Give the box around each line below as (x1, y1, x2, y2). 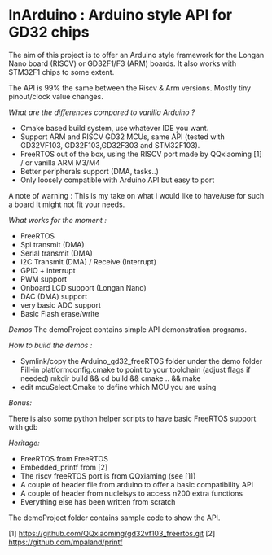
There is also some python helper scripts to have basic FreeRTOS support (8, 413, 257, 423)
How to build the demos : (8, 340, 93, 350)
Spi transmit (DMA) (20, 239, 85, 249)
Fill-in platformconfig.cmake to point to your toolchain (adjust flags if (20, 365, 251, 374)
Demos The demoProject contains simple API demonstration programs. (8, 324, 247, 334)
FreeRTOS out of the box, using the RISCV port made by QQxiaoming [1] (20, 149, 262, 159)
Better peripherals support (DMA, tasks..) (20, 166, 159, 176)
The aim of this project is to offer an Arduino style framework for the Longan (8, 50, 265, 59)
